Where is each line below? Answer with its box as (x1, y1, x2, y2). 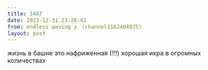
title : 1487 (7, 10, 42, 17)
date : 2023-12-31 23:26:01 (7, 17, 87, 24)
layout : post (7, 29, 46, 37)
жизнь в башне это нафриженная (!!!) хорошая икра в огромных (7, 49, 202, 57)
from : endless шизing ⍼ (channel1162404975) (7, 23, 142, 30)
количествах (7, 57, 46, 65)
